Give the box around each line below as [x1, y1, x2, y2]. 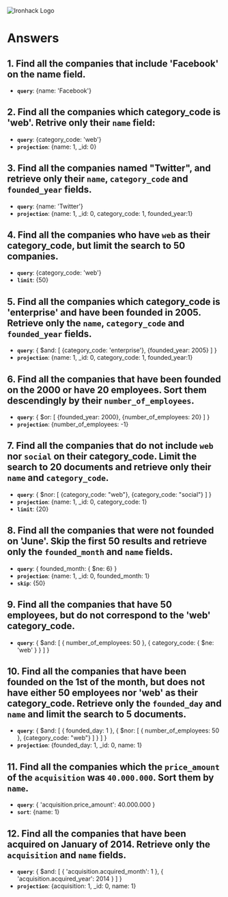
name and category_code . [7, 472, 109, 484]
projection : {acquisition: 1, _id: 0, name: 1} [16, 881, 137, 890]
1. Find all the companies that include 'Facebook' [7, 58, 219, 69]
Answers [7, 31, 59, 46]
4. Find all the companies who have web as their [7, 230, 211, 241]
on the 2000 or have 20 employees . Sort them [7, 384, 207, 395]
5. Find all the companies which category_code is [7, 295, 220, 308]
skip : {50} [16, 579, 46, 587]
